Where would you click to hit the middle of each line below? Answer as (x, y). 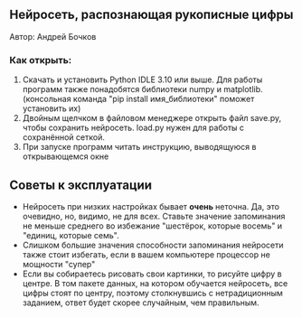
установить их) (52, 108)
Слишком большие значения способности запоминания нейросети (153, 245)
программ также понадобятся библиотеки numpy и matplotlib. (143, 89)
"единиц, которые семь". (71, 235)
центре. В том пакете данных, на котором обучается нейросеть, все (155, 283)
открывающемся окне (66, 156)
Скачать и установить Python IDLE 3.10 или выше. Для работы (142, 79)
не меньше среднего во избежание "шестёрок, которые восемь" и (152, 226)
